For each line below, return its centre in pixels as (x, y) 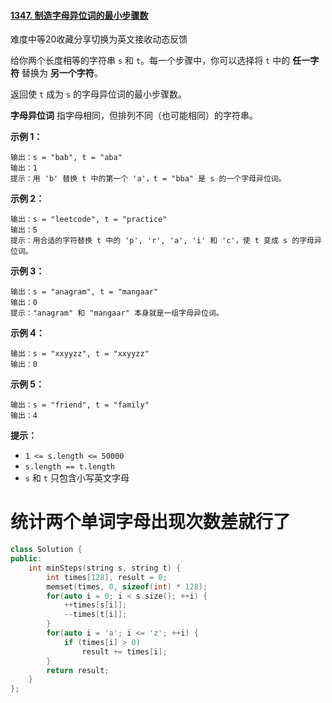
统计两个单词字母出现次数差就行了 (151, 522)
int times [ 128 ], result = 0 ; (107, 577)
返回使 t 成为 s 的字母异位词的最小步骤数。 (99, 94)
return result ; (78, 670)
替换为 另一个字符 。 (62, 73)
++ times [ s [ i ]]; (95, 605)
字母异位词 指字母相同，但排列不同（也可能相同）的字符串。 (134, 116)
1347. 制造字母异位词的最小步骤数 (79, 15)
